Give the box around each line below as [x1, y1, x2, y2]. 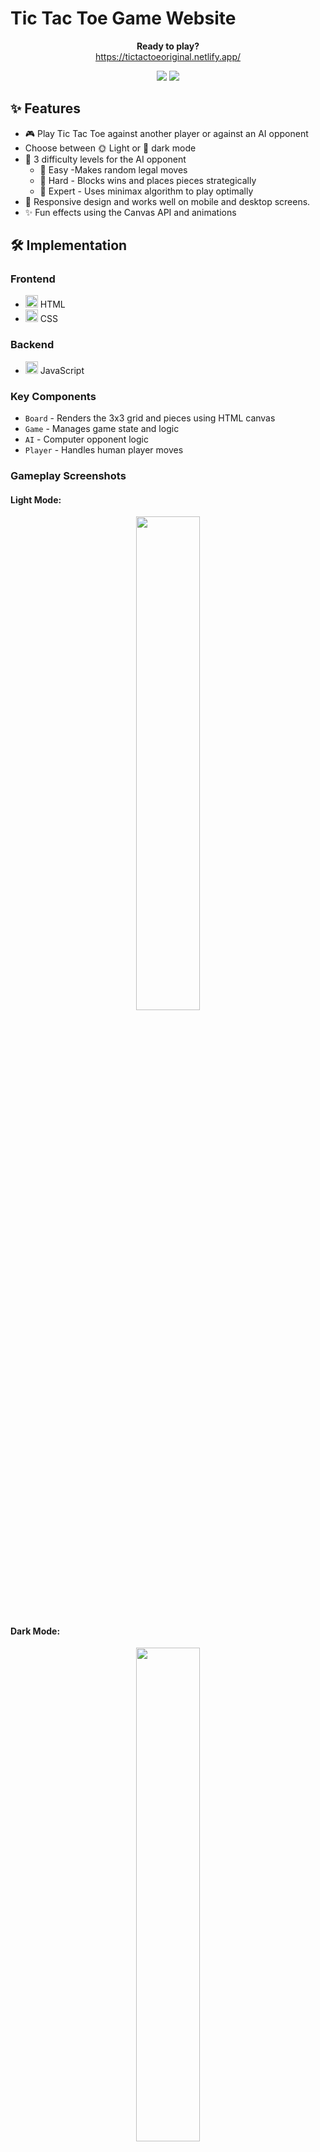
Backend [10, 338, 55, 352]
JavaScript [39, 364, 85, 376]
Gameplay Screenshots [10, 468, 127, 482]
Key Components [10, 389, 97, 403]
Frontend [10, 272, 56, 286]
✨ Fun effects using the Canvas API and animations [24, 206, 237, 218]
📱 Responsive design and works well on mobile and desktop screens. [24, 195, 311, 207]
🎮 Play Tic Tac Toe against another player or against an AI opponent [24, 127, 309, 139]
